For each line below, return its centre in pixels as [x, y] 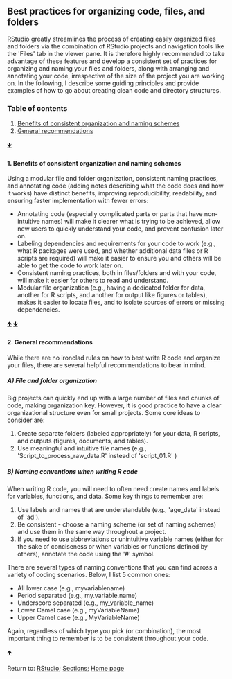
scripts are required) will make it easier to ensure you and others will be [119, 258]
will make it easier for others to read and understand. [93, 281]
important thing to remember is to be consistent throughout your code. [108, 638]
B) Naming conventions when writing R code [73, 472]
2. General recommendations [50, 342]
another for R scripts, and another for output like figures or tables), [112, 295]
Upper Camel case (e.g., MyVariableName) [78, 618]
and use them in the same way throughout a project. [92, 532]
